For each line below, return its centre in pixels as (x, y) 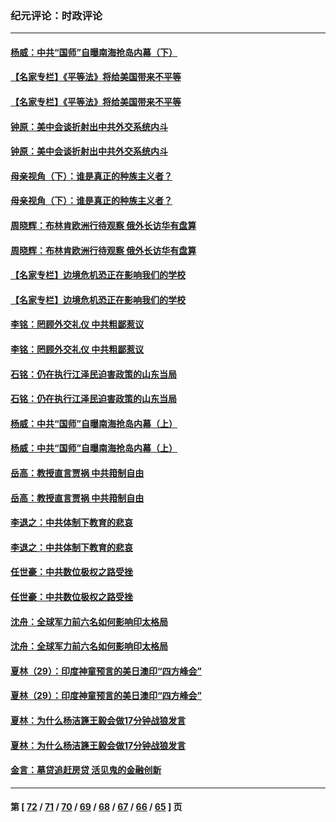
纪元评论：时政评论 (56, 15)
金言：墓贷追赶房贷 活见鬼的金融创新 (86, 770)
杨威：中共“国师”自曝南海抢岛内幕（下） (94, 52)
